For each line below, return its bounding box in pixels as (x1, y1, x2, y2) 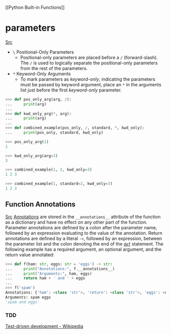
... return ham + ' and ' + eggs (5, 276, 85, 281)
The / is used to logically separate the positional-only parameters (20, 60, 158, 66)
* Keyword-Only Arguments (12, 70, 71, 77)
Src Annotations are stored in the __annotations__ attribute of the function (5, 213, 161, 220)
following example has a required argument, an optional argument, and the (5, 246, 162, 252)
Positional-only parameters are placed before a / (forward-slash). (20, 54, 158, 60)
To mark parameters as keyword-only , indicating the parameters (20, 76, 156, 82)
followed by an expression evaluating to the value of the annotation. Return (5, 230, 163, 236)
